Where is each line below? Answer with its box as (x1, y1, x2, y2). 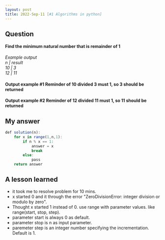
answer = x (31, 144, 54, 148)
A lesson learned (5, 175, 58, 184)
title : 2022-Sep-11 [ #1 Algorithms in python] (5, 12, 102, 17)
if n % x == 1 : (23, 139, 54, 144)
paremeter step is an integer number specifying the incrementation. (12, 225, 149, 231)
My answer (5, 117, 40, 125)
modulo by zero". (12, 199, 47, 205)
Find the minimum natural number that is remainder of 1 (5, 44, 121, 49)
